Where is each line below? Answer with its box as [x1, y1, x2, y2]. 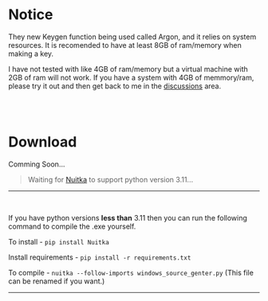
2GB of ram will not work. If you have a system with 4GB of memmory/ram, [8, 72, 254, 82]
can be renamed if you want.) [8, 276, 105, 286]
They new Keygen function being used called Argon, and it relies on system [8, 32, 257, 41]
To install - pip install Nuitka [8, 236, 109, 246]
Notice [8, 6, 53, 24]
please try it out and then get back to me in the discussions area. [8, 81, 222, 91]
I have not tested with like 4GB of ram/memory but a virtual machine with [8, 64, 249, 73]
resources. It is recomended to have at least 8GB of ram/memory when [8, 40, 242, 49]
